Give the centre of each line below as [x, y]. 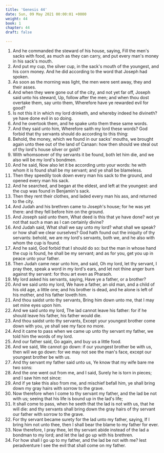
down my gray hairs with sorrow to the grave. [58, 388]
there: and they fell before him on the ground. [58, 212]
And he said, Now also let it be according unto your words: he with [80, 165]
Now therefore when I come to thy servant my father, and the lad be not [85, 393]
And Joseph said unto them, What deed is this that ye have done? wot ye [86, 217]
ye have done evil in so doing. [42, 118]
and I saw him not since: [37, 378]
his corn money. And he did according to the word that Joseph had [80, 71]
